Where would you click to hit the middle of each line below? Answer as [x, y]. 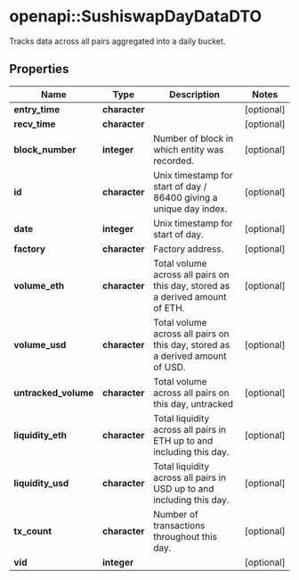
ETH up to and [183, 441]
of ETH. [169, 308]
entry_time [37, 109]
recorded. [173, 161]
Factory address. [188, 249]
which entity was [188, 149]
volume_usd [40, 344]
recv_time [35, 124]
